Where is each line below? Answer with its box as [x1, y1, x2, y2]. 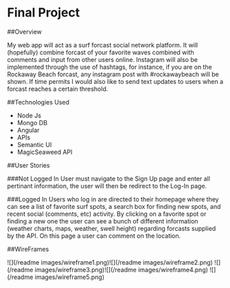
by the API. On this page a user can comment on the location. [7, 232, 181, 240]
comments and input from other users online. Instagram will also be [7, 55, 198, 63]
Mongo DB [16, 118, 48, 126]
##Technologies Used [7, 98, 70, 106]
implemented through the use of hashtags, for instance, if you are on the [7, 63, 213, 71]
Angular [16, 126, 40, 134]
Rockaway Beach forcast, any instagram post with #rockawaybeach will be [7, 70, 220, 78]
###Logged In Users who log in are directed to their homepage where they [7, 195, 219, 203]
